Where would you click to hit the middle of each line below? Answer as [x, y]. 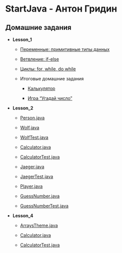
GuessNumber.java [40, 196]
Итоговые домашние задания [52, 79]
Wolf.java [29, 128]
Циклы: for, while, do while [48, 69]
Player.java [31, 186]
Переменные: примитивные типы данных [65, 49]
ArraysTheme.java [39, 225]
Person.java [32, 118]
